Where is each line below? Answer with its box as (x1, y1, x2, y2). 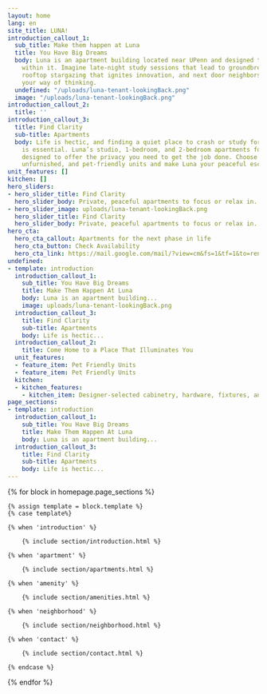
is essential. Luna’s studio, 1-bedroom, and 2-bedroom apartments (22, 146, 250, 154)
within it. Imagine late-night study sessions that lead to (22, 64, 226, 72)
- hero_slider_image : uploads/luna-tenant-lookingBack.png (7, 205, 208, 213)
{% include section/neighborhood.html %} (22, 621, 161, 629)
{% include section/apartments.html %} (22, 565, 155, 573)
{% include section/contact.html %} (22, 649, 144, 657)
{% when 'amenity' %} (7, 580, 80, 588)
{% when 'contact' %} (7, 636, 80, 644)
